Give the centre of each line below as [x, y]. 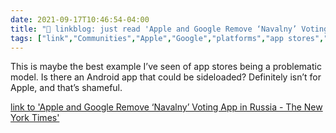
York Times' [35, 118]
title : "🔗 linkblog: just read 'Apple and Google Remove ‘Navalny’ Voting [169, 29]
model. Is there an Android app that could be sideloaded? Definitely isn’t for [166, 77]
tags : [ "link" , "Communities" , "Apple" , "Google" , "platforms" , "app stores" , [167, 38]
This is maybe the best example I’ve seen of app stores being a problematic [166, 67]
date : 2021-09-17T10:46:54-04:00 [80, 19]
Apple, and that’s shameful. [66, 88]
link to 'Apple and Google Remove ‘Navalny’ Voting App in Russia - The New [166, 107]
